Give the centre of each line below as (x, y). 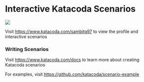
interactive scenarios (26, 36)
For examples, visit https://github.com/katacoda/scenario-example (72, 74)
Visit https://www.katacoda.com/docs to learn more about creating (72, 60)
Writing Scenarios (27, 49)
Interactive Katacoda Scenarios (70, 9)
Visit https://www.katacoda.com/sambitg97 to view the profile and (72, 31)
